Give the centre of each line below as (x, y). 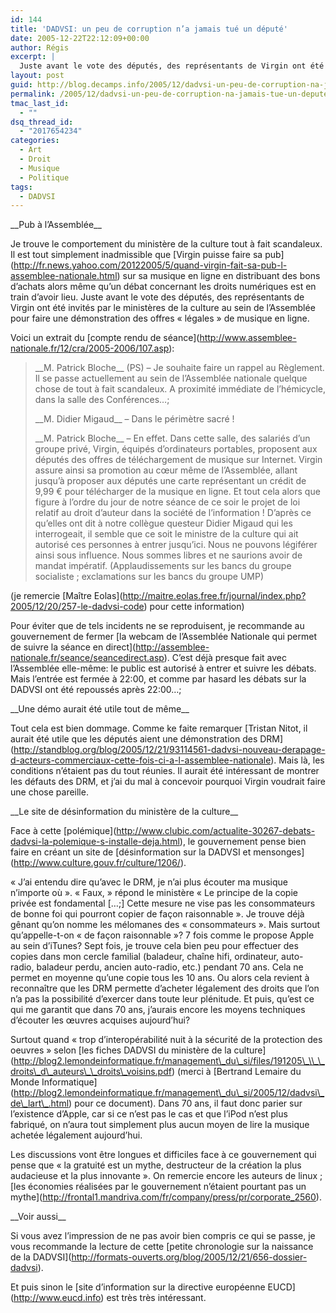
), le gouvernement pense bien (243, 842)
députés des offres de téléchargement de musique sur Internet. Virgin (178, 460)
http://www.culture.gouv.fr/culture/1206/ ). (100, 863)
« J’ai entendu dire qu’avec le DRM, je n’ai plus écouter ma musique (149, 882)
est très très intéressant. (156, 1298)
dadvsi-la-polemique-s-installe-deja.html (95, 842)
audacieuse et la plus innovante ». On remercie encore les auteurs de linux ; (166, 1176)
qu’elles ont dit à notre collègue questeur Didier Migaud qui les (163, 523)
